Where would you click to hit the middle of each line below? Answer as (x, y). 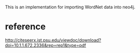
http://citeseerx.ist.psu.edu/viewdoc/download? (53, 40)
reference (25, 27)
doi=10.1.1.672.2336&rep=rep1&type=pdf (46, 45)
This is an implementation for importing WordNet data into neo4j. (70, 7)
